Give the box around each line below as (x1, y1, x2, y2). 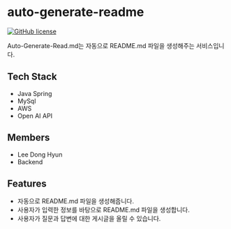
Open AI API (17, 111, 53, 120)
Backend (17, 157, 43, 166)
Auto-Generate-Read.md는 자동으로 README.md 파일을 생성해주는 (7, 41, 195, 49)
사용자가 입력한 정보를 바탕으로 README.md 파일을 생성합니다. (17, 206, 190, 214)
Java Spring (17, 89, 52, 97)
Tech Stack (7, 71, 57, 83)
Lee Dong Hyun (17, 150, 63, 159)
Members (7, 132, 50, 143)
